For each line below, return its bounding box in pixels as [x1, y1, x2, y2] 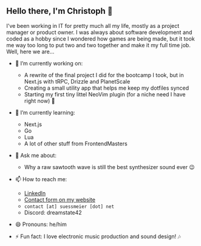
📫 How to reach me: [15, 175, 67, 182]
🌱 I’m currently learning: [15, 108, 75, 116]
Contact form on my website [24, 196, 96, 203]
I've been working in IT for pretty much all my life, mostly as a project [6, 22, 180, 29]
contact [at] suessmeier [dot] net [24, 204, 114, 210]
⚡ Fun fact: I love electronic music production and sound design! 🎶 [15, 233, 181, 240]
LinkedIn [24, 189, 46, 197]
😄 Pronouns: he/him [15, 221, 67, 228]
